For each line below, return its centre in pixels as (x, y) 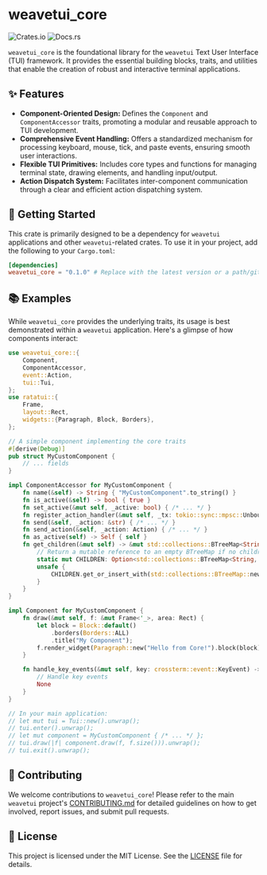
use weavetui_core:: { (44, 353)
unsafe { (51, 567)
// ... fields (46, 463)
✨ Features (36, 94)
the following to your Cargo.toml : (62, 250)
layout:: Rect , (46, 412)
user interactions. (48, 155)
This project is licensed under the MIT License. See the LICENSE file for (126, 855)
